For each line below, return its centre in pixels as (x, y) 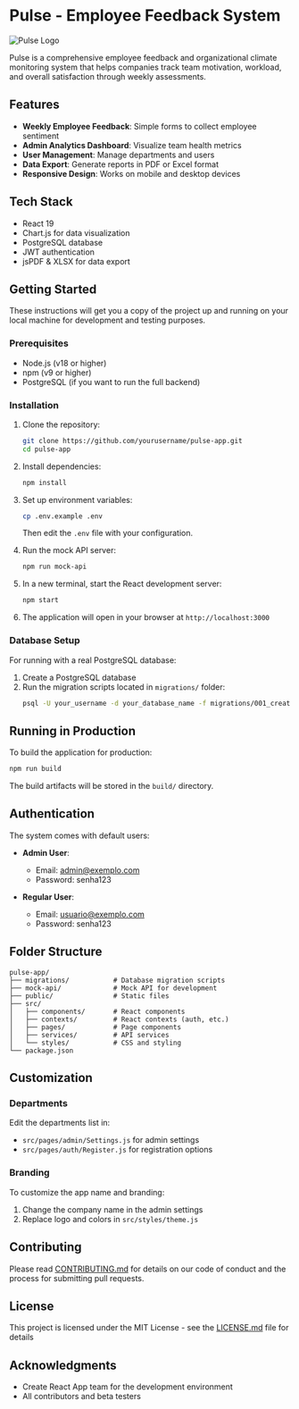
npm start (41, 600)
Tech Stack (41, 202)
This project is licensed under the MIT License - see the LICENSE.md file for (149, 1328)
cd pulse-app (46, 449)
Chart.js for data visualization (76, 232)
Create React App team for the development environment (128, 1387)
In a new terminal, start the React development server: (122, 584)
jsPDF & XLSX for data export (76, 261)
